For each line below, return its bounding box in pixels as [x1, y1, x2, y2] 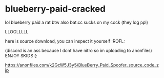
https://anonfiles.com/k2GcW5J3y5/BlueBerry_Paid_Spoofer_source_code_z [5, 62, 159, 68]
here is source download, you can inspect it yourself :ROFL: [5, 38, 125, 44]
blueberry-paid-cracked [5, 3, 106, 15]
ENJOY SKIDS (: [5, 52, 38, 59]
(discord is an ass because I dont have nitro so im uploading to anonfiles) [5, 47, 152, 53]
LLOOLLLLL [5, 29, 29, 34]
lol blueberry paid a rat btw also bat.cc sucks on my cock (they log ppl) [5, 19, 148, 25]
